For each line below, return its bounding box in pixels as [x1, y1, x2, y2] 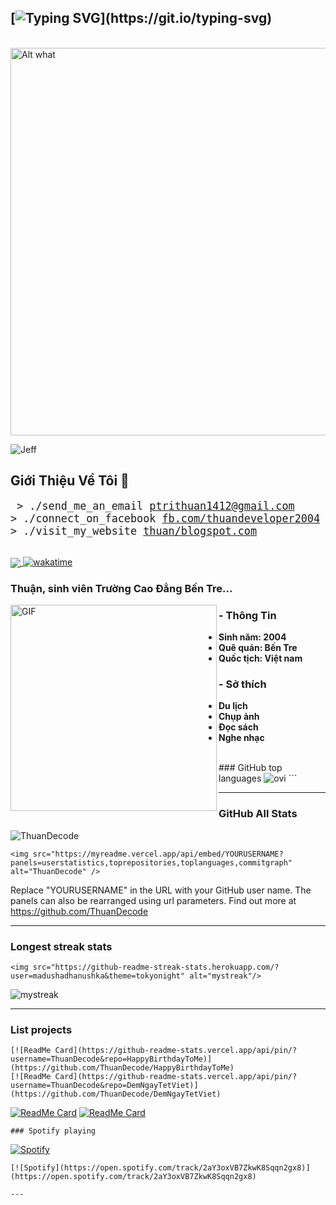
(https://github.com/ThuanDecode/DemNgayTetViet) [10, 1089, 222, 1100]
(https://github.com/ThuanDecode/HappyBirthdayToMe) [10, 1063, 235, 1073]
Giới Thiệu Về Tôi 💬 [10, 472, 130, 490]
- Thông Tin [218, 608, 277, 622]
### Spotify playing [10, 1126, 97, 1136]
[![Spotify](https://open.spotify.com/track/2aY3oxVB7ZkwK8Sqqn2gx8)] [10, 1163, 311, 1173]
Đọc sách [218, 721, 259, 733]
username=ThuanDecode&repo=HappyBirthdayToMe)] [10, 1054, 213, 1065]
